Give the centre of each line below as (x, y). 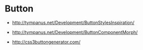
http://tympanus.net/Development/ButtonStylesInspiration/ (73, 22)
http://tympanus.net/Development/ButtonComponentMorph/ (75, 32)
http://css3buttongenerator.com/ (46, 42)
